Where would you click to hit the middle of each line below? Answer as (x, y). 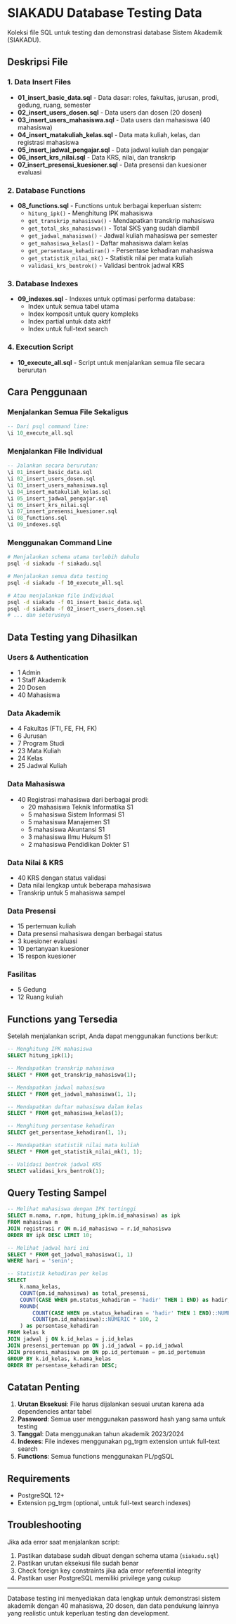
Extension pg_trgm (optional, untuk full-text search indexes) (104, 1503)
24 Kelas (30, 758)
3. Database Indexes (43, 283)
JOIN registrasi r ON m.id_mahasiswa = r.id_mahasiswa (89, 1229)
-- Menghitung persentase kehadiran (61, 1126)
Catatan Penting (44, 1387)
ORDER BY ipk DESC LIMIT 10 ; (50, 1235)
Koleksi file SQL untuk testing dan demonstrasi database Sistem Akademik (115, 32)
